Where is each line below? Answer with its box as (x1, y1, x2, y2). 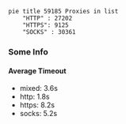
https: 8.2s (19, 100, 55, 110)
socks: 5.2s (19, 109, 58, 118)
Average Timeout (8, 66, 67, 75)
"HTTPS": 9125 (22, 21, 69, 29)
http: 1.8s (19, 92, 50, 102)
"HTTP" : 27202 (22, 14, 73, 22)
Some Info (8, 46, 49, 57)
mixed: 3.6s (19, 84, 58, 93)
